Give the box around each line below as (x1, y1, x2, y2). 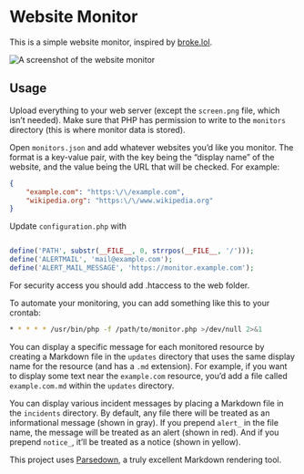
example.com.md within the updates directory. (9, 380, 175, 391)
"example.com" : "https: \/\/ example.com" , (25, 187, 185, 197)
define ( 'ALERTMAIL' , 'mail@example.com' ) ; (9, 255, 173, 264)
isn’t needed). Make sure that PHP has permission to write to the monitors (9, 114, 287, 125)
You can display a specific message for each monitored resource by (9, 341, 265, 352)
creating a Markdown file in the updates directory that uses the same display (9, 351, 296, 362)
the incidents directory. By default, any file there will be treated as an (9, 407, 270, 418)
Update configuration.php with (9, 221, 127, 232)
